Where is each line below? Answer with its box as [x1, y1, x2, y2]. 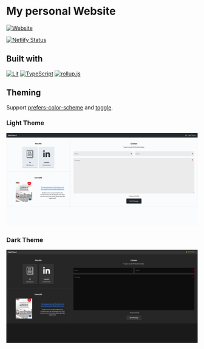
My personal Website [6, 4, 117, 18]
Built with [6, 54, 43, 64]
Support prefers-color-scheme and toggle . [6, 103, 114, 111]
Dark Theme [6, 235, 44, 244]
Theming [6, 88, 41, 98]
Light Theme [6, 119, 44, 127]
